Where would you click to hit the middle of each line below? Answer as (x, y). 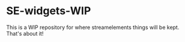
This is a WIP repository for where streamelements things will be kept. (93, 27)
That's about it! (25, 33)
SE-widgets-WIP (49, 11)
